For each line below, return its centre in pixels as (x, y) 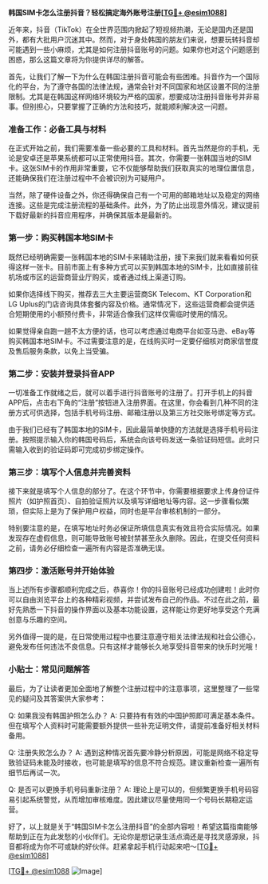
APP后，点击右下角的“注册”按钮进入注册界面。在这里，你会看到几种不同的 (130, 402)
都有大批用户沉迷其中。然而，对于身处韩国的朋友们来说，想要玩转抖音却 (141, 40)
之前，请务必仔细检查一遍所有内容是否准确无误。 (89, 548)
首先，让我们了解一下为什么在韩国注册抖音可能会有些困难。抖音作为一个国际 (134, 76)
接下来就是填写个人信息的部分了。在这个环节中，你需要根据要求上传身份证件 (134, 491)
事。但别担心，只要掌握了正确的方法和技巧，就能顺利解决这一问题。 (120, 106)
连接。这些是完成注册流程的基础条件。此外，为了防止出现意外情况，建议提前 (134, 205)
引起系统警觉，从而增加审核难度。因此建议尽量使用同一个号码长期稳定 (130, 799)
